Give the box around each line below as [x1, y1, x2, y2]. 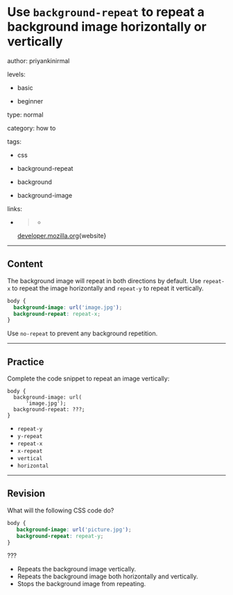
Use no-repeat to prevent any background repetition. [7, 329, 158, 337]
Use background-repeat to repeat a [7, 4, 205, 20]
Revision [7, 487, 46, 500]
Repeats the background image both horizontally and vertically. [17, 572, 199, 580]
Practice [7, 355, 44, 368]
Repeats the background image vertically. [17, 565, 137, 573]
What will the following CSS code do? [7, 506, 114, 514]
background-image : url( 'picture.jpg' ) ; [16, 526, 132, 533]
